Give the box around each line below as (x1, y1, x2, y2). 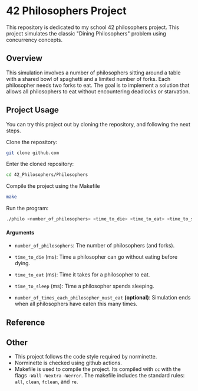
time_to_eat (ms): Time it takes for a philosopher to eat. (14, 271, 150, 278)
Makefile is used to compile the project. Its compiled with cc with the (14, 366, 181, 373)
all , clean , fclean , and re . (14, 378, 78, 385)
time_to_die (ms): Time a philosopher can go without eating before (14, 253, 178, 260)
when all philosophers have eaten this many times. (14, 300, 137, 308)
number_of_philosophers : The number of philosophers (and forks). (14, 242, 175, 249)
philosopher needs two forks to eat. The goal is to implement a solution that (6, 82, 190, 89)
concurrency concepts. (6, 36, 63, 43)
